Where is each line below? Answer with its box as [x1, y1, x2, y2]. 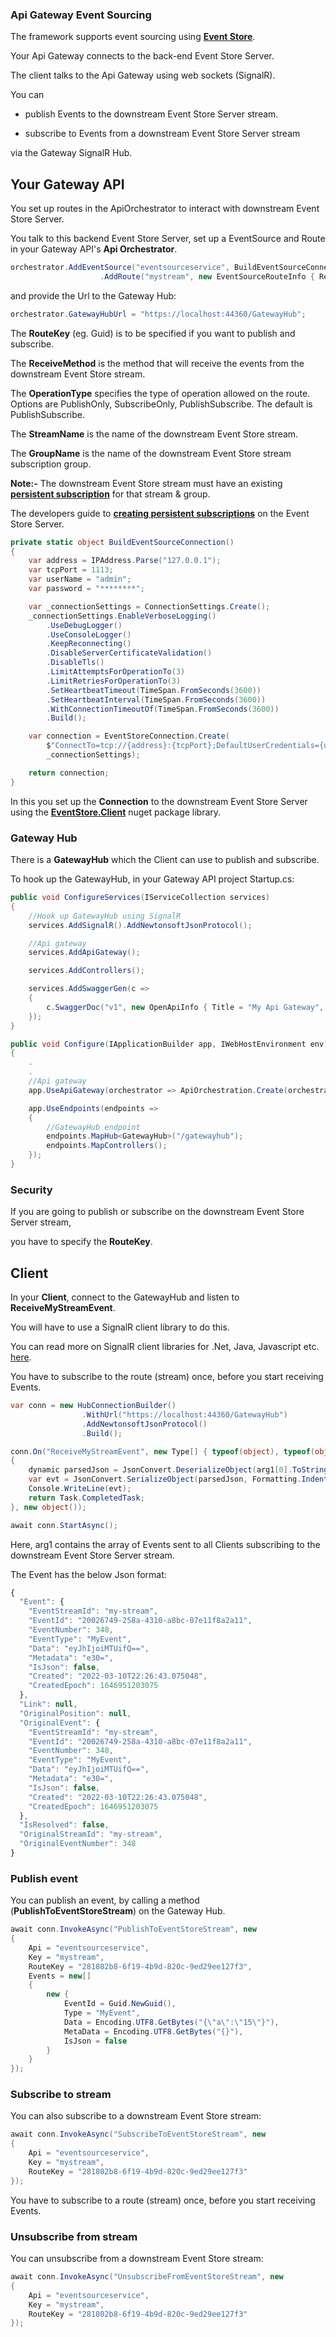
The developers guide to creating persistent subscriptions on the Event [10, 507, 310, 519]
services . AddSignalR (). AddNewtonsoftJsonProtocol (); [28, 920, 253, 930]
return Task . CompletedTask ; [28, 1493, 145, 1503]
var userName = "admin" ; [28, 574, 132, 585]
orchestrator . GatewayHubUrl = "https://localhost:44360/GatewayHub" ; [10, 309, 307, 319]
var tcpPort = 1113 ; [28, 565, 114, 575]
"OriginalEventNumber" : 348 [19, 1839, 137, 1849]
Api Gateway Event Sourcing [10, 8, 152, 22]
